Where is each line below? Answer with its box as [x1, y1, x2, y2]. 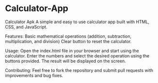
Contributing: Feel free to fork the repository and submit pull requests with [5, 67, 154, 73]
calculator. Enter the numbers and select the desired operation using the [5, 53, 149, 58]
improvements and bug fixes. [5, 72, 63, 78]
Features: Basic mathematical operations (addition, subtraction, [5, 33, 132, 39]
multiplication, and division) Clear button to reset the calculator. [5, 38, 132, 44]
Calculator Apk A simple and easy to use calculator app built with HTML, [5, 19, 150, 25]
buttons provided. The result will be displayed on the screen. [5, 58, 126, 64]
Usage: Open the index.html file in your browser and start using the [5, 48, 139, 54]
